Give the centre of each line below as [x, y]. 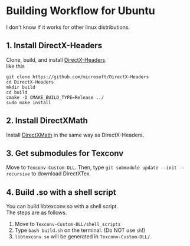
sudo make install [29, 102]
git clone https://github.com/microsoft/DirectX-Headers [78, 77]
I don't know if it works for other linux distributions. [68, 27]
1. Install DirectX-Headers [54, 46]
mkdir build [21, 87]
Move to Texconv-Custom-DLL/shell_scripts [68, 224]
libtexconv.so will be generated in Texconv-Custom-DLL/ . [83, 237]
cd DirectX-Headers [30, 82]
